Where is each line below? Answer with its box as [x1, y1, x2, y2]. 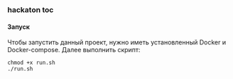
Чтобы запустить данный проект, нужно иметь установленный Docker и [7, 38, 226, 47]
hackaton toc [7, 5, 54, 15]
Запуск [7, 23, 31, 31]
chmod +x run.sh [7, 59, 55, 66]
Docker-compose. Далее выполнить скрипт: [7, 46, 141, 54]
